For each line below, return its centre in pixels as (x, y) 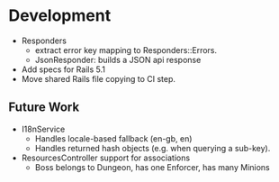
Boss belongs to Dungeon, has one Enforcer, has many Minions (153, 167)
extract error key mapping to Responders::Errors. (126, 50)
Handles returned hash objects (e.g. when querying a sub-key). (153, 148)
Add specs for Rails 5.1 (63, 69)
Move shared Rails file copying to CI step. (99, 78)
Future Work (44, 108)
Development (60, 16)
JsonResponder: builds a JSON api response (118, 59)
